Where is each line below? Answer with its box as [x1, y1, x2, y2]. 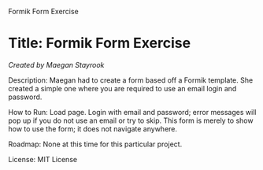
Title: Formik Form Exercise [8, 35, 191, 52]
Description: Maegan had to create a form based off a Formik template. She [8, 75, 254, 85]
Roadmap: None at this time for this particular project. [8, 139, 183, 149]
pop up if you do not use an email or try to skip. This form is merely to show [8, 116, 254, 125]
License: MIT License [8, 154, 77, 164]
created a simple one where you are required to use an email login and [8, 83, 237, 93]
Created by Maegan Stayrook [8, 60, 105, 69]
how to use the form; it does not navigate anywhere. [8, 124, 178, 133]
